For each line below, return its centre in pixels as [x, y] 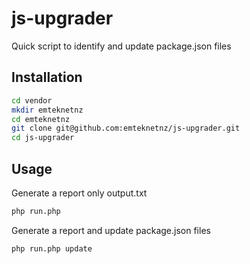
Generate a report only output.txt [79, 193]
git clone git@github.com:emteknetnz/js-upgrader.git [126, 128]
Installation [47, 77]
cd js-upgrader [43, 138]
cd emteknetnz [41, 119]
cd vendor [32, 100]
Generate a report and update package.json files [111, 230]
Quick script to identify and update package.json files [121, 46]
